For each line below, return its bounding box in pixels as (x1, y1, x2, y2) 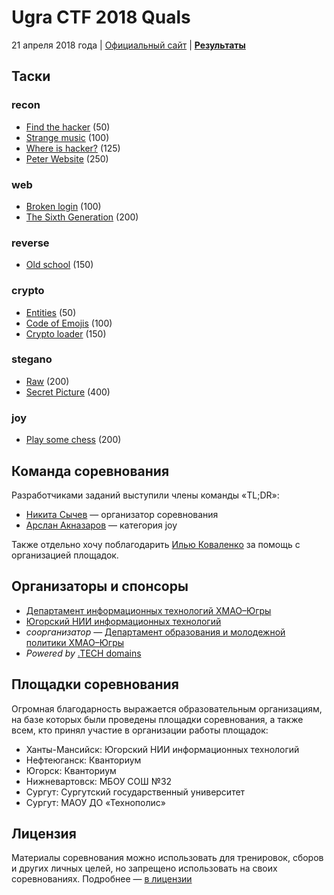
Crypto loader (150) (25, 327, 107, 340)
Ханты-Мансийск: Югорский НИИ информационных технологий (25, 743, 300, 755)
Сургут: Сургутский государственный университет (25, 786, 246, 798)
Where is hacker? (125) (25, 142, 121, 154)
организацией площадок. (11, 549, 119, 561)
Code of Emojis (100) (25, 317, 113, 329)
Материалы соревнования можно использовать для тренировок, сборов (11, 852, 324, 864)
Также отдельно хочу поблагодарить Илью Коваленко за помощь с (11, 538, 301, 550)
